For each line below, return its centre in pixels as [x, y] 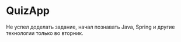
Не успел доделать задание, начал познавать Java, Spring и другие [90, 27]
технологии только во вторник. [45, 33]
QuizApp [28, 11]
